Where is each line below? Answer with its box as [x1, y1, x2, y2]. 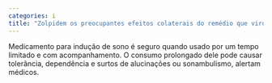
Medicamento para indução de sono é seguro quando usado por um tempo [8, 41, 259, 51]
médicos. [8, 67, 40, 77]
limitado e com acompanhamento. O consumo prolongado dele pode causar [8, 50, 263, 60]
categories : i [8, 11, 57, 20]
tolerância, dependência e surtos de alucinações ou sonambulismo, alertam [8, 58, 261, 68]
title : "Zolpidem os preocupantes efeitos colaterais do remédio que [8, 19, 249, 27]
